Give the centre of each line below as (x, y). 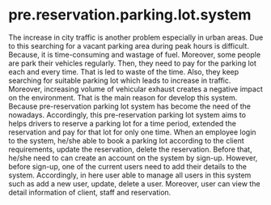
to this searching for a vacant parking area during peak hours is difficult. (129, 45)
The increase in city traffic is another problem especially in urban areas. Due (136, 37)
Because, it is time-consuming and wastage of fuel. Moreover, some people (135, 54)
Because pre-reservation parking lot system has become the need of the (130, 106)
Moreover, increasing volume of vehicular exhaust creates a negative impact (135, 89)
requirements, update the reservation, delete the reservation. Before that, (130, 149)
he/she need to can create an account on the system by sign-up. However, (133, 158)
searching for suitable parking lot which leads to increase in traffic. (120, 80)
